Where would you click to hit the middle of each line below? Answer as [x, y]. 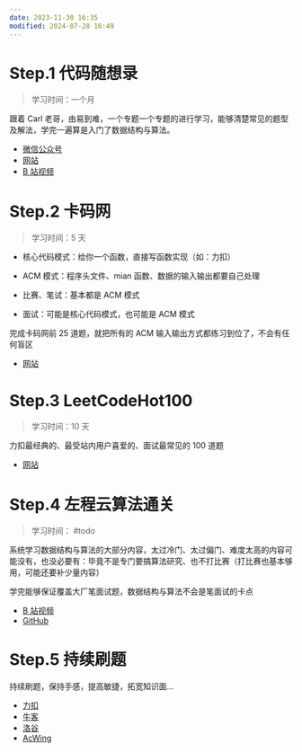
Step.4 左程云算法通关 [92, 504]
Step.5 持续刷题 [68, 660]
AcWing [37, 739]
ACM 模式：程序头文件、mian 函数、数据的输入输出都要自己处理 [141, 276]
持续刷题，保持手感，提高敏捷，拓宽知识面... [92, 686]
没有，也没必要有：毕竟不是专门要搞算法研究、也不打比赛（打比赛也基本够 [155, 562]
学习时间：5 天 [59, 238]
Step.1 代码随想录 [74, 73]
